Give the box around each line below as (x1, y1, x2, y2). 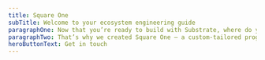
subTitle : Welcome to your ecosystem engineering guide (8, 19, 196, 26)
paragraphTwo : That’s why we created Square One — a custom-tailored (8, 33, 242, 41)
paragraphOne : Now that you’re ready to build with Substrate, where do (8, 26, 252, 34)
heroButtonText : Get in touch (8, 41, 108, 48)
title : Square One (8, 11, 69, 19)
